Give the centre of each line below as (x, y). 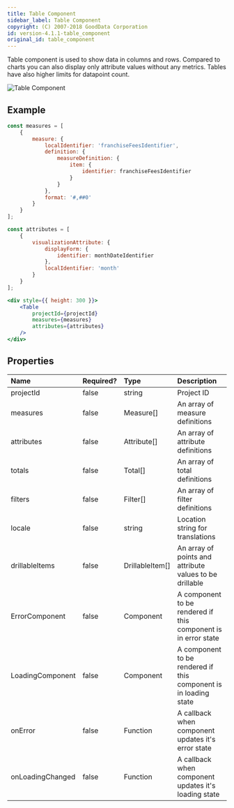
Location (192, 519)
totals (20, 470)
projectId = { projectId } (65, 314)
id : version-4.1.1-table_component (59, 33)
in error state (198, 638)
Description (197, 381)
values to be (197, 574)
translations (196, 536)
